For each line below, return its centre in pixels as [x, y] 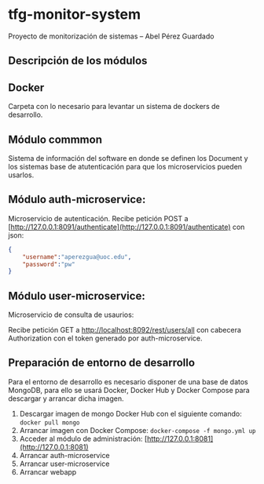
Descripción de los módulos [78, 61]
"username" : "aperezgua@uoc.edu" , [77, 257]
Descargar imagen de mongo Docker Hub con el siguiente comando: [130, 413]
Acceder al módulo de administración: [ [83, 439]
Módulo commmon [55, 139]
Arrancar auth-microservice [64, 455]
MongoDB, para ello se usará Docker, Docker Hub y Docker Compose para [129, 390]
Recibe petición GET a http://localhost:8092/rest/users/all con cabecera [125, 330]
